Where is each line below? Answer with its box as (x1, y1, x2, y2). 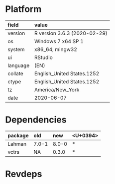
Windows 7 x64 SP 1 (34, 38, 84, 45)
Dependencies (5, 114, 67, 125)
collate (7, 70, 23, 77)
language (7, 62, 30, 69)
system (7, 46, 25, 53)
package (7, 132, 29, 139)
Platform (5, 3, 42, 15)
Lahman (7, 140, 26, 147)
